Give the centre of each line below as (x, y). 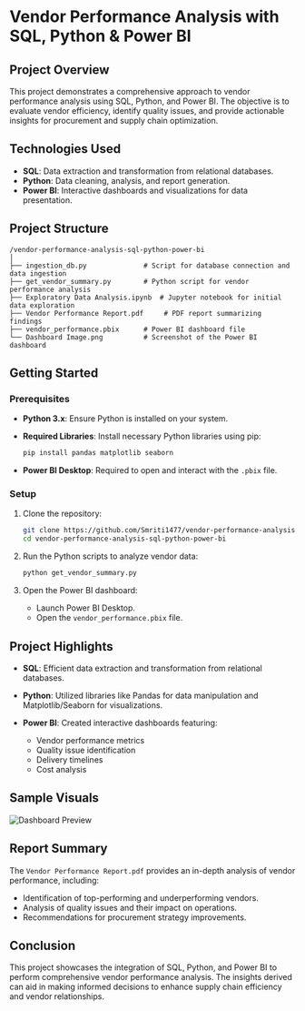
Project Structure (59, 229)
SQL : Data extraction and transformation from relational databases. (148, 171)
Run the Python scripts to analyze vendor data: (110, 556)
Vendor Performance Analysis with (144, 17)
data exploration (42, 305)
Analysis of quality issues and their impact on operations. (130, 907)
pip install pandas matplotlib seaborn (98, 453)
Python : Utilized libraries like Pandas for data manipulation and (140, 695)
